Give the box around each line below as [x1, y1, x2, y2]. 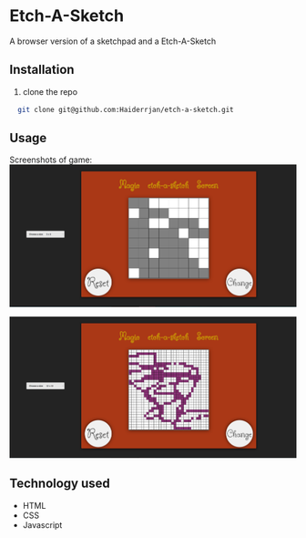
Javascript [22, 519, 63, 530]
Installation [9, 62, 75, 78]
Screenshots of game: [9, 154, 93, 165]
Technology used [9, 476, 111, 491]
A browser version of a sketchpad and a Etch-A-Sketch [9, 36, 217, 47]
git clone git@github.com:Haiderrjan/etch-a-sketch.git [17, 105, 234, 114]
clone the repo [22, 86, 78, 97]
